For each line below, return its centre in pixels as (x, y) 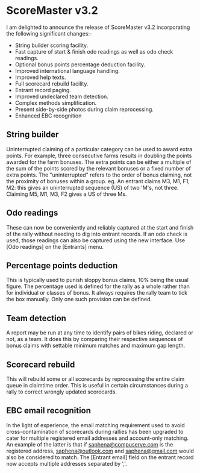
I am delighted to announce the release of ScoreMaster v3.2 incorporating (98, 27)
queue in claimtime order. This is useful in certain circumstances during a (97, 385)
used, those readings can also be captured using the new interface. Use (96, 240)
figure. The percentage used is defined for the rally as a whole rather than (98, 286)
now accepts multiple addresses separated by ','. (67, 463)
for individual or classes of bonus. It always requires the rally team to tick (97, 293)
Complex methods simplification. (56, 102)
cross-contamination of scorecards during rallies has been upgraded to (95, 431)
